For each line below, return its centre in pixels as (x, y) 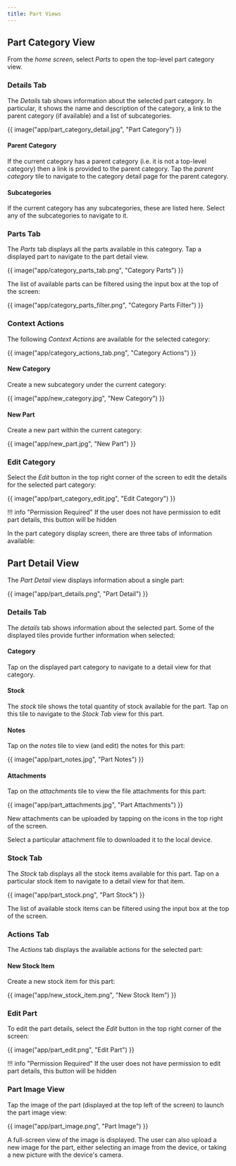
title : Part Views (34, 14)
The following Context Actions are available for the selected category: (108, 339)
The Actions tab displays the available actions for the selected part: (105, 949)
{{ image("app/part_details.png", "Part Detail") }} (78, 594)
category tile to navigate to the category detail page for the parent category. (118, 176)
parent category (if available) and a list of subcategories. (89, 115)
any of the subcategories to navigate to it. (68, 215)
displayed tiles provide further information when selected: (91, 635)
